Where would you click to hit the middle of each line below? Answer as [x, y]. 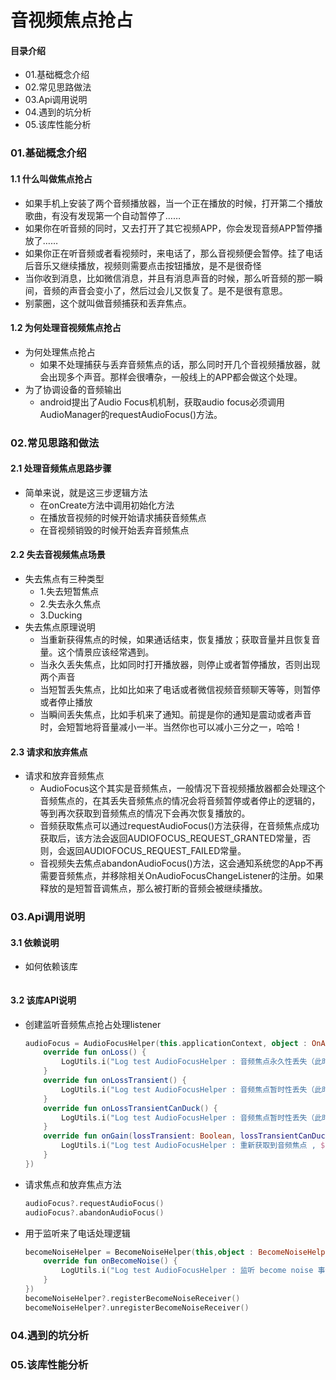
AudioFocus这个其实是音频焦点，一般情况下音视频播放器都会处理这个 [182, 788]
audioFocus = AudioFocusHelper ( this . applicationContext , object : [166, 1043]
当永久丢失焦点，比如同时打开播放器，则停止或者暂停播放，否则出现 [180, 665]
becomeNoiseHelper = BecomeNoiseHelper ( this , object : [139, 1252]
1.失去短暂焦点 [69, 592]
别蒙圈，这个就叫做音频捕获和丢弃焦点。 [108, 303]
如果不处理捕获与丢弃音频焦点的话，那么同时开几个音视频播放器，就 [180, 364]
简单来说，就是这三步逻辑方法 [86, 492]
